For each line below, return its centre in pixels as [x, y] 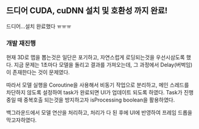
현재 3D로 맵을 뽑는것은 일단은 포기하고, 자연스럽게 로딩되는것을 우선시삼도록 [96, 57]
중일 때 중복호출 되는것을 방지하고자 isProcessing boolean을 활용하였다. [91, 100]
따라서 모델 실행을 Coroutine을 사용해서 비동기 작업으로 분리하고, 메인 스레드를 [98, 85]
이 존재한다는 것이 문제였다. [38, 72]
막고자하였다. [21, 120]
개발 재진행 [21, 43]
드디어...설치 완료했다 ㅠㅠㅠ [39, 26]
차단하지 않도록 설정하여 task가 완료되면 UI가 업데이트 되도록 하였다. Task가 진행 [100, 93]
